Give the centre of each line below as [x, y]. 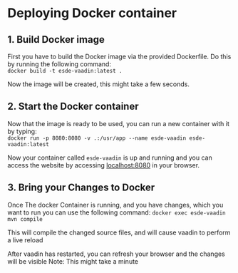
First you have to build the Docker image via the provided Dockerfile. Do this [119, 56]
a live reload [25, 239]
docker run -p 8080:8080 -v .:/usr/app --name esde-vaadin [97, 138]
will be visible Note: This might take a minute [73, 261]
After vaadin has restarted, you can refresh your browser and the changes [117, 254]
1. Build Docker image [56, 40]
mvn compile [25, 219]
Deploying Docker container [92, 13]
